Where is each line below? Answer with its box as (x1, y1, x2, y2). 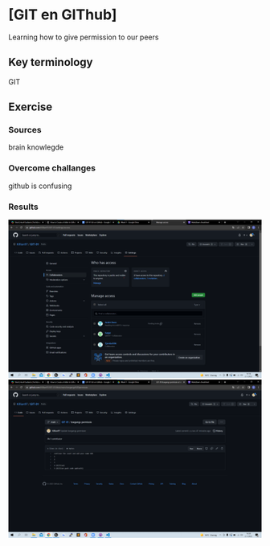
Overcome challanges (8, 162, 96, 174)
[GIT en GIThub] (8, 6, 117, 24)
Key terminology (8, 55, 94, 69)
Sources (8, 125, 42, 136)
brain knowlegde (8, 142, 64, 152)
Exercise (8, 101, 53, 114)
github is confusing (8, 181, 72, 191)
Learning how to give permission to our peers (8, 32, 159, 42)
